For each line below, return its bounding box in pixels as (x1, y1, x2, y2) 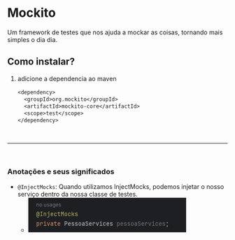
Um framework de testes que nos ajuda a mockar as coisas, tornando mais (7, 28, 223, 36)
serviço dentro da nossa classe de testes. (17, 190, 138, 199)
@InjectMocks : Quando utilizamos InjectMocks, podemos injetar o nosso (17, 183, 225, 191)
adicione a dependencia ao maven (17, 74, 117, 83)
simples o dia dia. (7, 35, 58, 43)
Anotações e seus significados (7, 167, 115, 176)
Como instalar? (7, 56, 76, 68)
